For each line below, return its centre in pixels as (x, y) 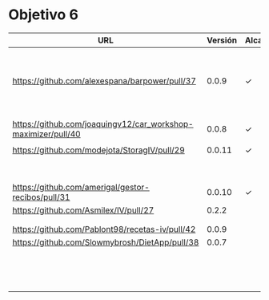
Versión (222, 40)
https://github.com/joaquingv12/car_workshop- (103, 124)
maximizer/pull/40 (47, 134)
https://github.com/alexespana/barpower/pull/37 (104, 80)
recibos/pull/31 (41, 197)
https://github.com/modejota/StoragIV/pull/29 (99, 150)
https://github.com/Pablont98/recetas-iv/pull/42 (104, 229)
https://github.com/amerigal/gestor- (81, 187)
